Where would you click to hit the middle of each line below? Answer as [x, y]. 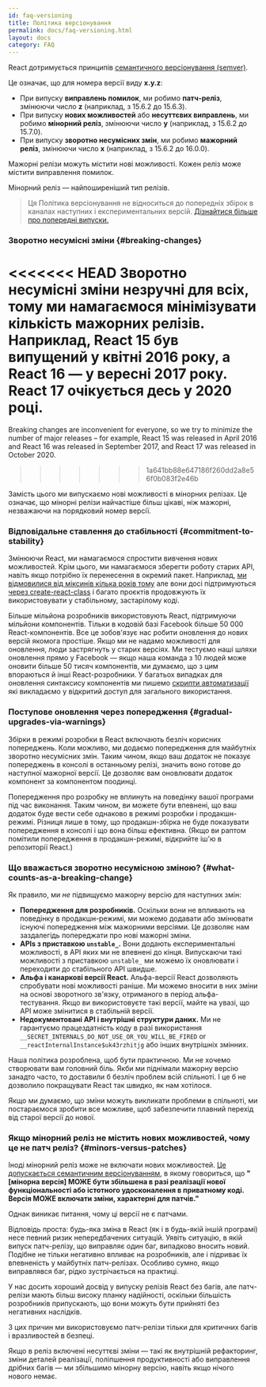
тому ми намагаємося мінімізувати [133, 307]
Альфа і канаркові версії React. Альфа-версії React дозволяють [129, 977]
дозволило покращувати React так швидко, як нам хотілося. [110, 1085]
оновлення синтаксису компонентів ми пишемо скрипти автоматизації [129, 683]
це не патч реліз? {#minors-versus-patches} [98, 1147]
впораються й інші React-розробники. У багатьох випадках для [116, 674]
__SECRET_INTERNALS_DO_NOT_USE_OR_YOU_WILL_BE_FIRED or [113, 1036]
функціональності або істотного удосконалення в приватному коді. [126, 1190]
